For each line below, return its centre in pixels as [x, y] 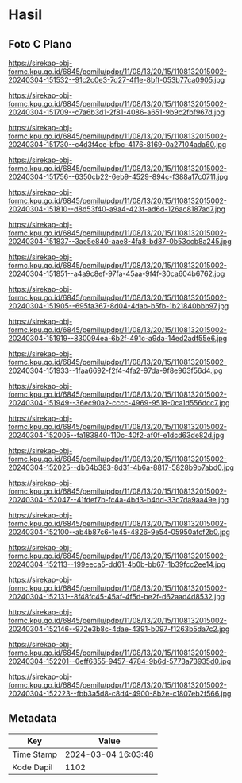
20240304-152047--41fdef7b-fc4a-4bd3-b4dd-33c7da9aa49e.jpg [119, 500]
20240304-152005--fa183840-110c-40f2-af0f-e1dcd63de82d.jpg [116, 435]
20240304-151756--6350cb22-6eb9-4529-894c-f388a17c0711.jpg [118, 177]
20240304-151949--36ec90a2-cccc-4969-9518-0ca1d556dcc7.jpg [119, 403]
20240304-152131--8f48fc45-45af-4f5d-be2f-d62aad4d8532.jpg [117, 597]
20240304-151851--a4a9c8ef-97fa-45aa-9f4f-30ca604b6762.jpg [117, 273]
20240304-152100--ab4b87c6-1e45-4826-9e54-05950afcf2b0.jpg [119, 532]
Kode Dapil [33, 767]
